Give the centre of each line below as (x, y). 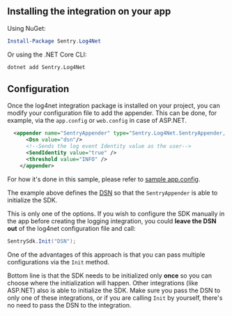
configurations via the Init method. (59, 262)
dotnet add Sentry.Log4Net (46, 67)
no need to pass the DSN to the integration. (69, 305)
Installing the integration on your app (89, 12)
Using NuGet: (27, 28)
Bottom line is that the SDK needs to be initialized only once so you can (110, 276)
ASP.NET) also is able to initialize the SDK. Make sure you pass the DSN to (114, 290)
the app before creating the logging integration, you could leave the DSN (112, 221)
